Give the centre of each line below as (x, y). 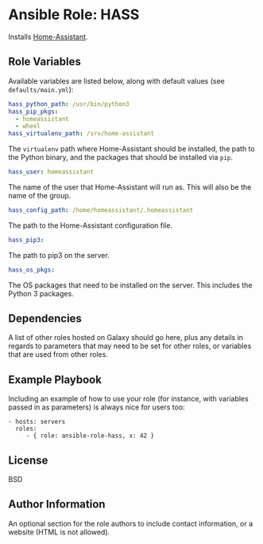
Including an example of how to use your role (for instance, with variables (128, 399)
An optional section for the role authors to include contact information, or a (131, 523)
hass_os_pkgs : (32, 270)
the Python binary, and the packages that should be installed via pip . (120, 158)
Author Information (57, 505)
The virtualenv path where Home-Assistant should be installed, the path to (132, 149)
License (28, 460)
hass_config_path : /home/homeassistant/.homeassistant (101, 210)
